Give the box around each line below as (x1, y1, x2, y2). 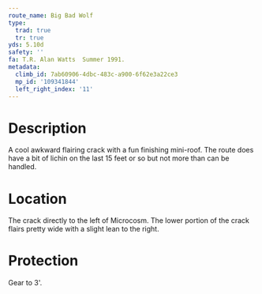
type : (8, 19, 26, 27)
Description (8, 119, 87, 137)
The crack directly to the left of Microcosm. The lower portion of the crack (8, 216, 250, 225)
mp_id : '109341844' (15, 77, 80, 85)
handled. (8, 162, 37, 171)
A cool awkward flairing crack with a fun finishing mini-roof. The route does (8, 145, 254, 155)
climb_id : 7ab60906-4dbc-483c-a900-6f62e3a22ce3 (15, 70, 178, 78)
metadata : (8, 63, 41, 71)
